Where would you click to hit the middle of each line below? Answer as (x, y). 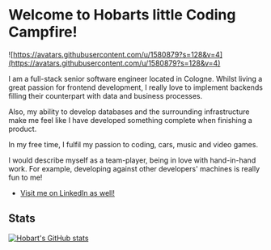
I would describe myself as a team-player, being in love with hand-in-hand (132, 160)
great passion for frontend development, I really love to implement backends (135, 87)
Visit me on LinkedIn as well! (68, 193)
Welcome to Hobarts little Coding (122, 15)
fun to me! (25, 177)
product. (23, 129)
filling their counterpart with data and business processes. (106, 95)
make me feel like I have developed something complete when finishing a (130, 120)
